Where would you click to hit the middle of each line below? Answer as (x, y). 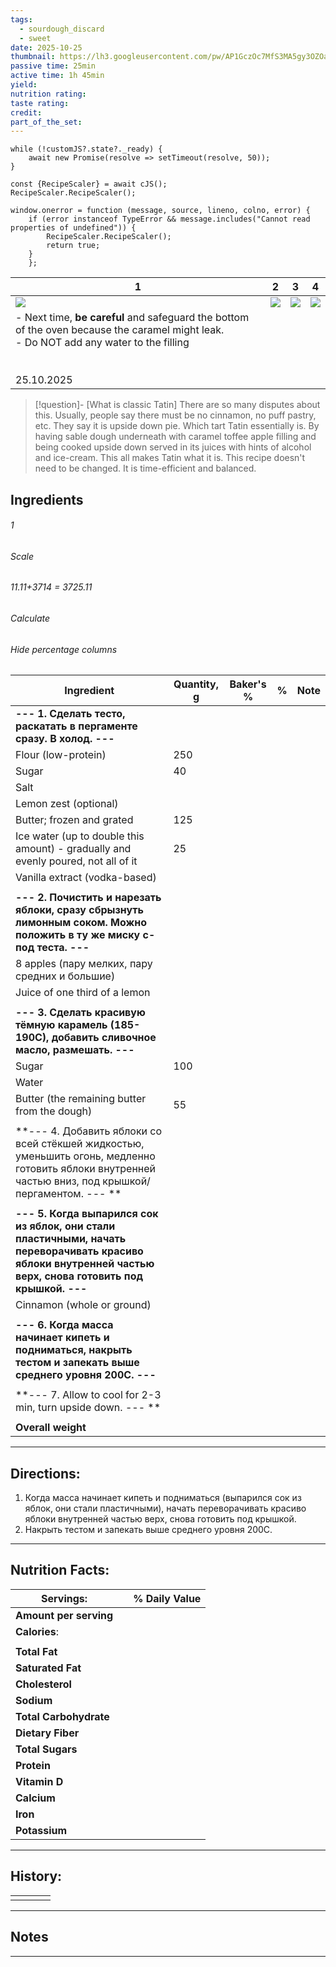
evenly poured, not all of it (76, 861)
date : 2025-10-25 (46, 47)
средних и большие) (65, 976)
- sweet (35, 38)
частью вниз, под (58, 1181)
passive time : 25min (53, 66)
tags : (21, 19)
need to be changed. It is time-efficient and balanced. (145, 468)
